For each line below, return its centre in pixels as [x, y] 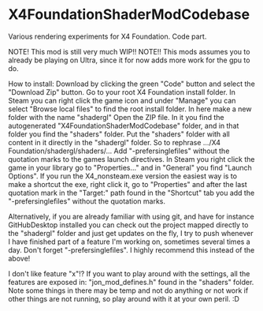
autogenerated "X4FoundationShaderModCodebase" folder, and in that [124, 126]
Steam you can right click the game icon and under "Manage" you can [122, 100]
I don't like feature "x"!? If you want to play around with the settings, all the [129, 273]
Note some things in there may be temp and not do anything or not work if [128, 290]
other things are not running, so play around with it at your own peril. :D [124, 298]
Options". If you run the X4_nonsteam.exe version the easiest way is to [123, 176]
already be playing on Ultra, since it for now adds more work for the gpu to [129, 60]
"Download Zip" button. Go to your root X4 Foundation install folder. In [122, 92]
